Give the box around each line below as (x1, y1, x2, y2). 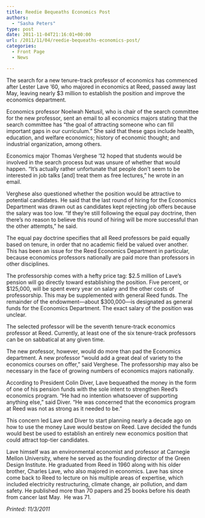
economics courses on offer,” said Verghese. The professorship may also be (6, 360, 198, 368)
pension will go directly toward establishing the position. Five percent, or (6, 279, 189, 286)
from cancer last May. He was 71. (6, 493, 92, 501)
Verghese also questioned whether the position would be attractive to (6, 190, 181, 197)
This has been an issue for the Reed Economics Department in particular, (6, 247, 190, 254)
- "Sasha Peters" (12, 20, 56, 26)
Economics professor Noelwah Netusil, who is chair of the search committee (6, 108, 199, 115)
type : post (6, 26, 34, 32)
